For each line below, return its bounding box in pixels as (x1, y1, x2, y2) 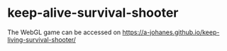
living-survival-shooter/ (7, 35, 77, 43)
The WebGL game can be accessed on (7, 28, 121, 36)
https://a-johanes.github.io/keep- (122, 28, 220, 36)
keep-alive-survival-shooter (7, 5, 179, 21)
